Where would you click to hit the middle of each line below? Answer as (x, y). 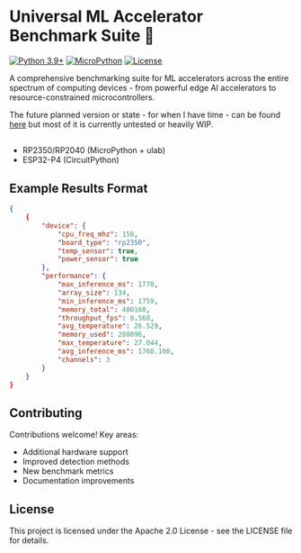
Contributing (46, 413)
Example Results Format (79, 188)
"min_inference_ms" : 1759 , (108, 301)
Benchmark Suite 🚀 (82, 36)
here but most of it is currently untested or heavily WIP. (111, 124)
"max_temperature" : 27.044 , (110, 343)
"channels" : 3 (84, 359)
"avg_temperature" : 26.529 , (110, 326)
